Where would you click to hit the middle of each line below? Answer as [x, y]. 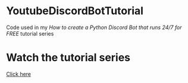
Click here [19, 74]
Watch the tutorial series [68, 58]
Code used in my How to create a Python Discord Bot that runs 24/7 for [94, 27]
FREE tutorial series [30, 33]
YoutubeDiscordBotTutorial [75, 11]
